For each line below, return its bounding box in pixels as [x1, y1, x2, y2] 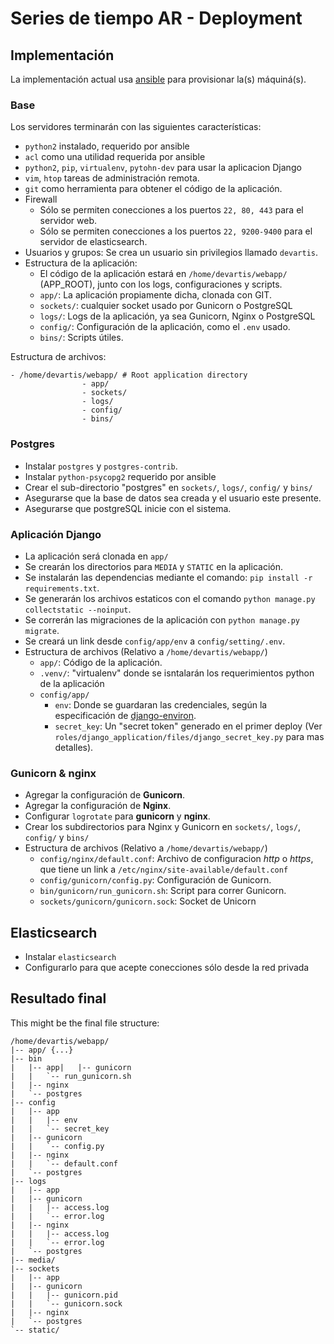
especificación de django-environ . [54, 709, 197, 721]
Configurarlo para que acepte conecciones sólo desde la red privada [24, 962, 310, 973]
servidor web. [39, 215, 98, 227]
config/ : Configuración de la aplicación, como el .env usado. [39, 321, 291, 333]
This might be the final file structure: [10, 1017, 160, 1029]
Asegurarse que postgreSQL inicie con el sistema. [24, 502, 232, 514]
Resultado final [10, 990, 107, 1007]
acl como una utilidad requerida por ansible [24, 151, 206, 163]
